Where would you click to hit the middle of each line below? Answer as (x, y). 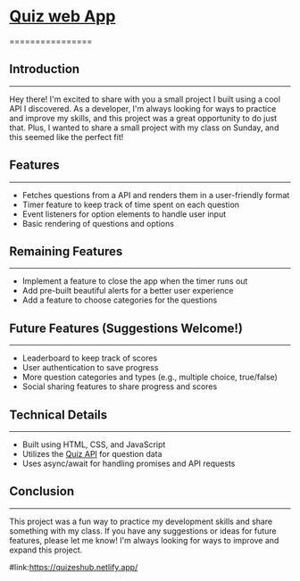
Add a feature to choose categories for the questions (120, 300)
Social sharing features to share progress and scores (120, 386)
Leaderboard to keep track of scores (90, 358)
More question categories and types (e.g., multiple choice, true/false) (150, 378)
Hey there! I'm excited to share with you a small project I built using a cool (145, 99)
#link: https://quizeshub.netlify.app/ (74, 567)
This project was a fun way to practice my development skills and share (141, 521)
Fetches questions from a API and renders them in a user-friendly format (156, 195)
